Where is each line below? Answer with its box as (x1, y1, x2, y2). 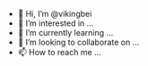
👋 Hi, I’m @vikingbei (17, 9, 92, 19)
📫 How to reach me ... (17, 47, 101, 57)
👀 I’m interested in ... (17, 18, 94, 29)
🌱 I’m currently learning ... (17, 28, 114, 37)
